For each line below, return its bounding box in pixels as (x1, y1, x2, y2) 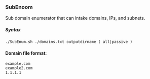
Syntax (5, 26, 21, 32)
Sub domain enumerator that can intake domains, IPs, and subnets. (5, 15, 145, 21)
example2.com (5, 66, 33, 71)
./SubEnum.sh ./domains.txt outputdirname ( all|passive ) (5, 39, 133, 45)
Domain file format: (5, 50, 47, 56)
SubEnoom (5, 4, 33, 11)
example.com (5, 61, 30, 66)
